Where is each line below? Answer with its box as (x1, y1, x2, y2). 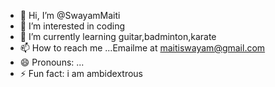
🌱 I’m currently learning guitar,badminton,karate (19, 31, 217, 42)
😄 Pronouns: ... (19, 56, 85, 68)
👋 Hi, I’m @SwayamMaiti (19, 10, 121, 21)
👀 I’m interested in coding (19, 20, 126, 32)
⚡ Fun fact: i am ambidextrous (19, 68, 143, 79)
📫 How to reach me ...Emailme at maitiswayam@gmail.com (19, 42, 266, 54)
